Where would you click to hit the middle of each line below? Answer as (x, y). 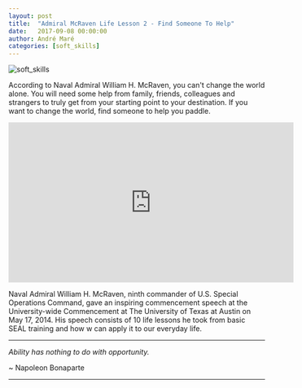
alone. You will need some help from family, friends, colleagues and (122, 94)
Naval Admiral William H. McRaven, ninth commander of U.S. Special (123, 294)
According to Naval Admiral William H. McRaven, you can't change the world (137, 85)
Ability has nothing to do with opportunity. (79, 352)
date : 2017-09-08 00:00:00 (58, 31)
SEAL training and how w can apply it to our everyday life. (105, 329)
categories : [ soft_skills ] (54, 46)
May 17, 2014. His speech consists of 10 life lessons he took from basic (127, 320)
